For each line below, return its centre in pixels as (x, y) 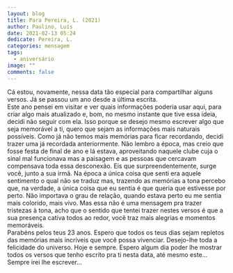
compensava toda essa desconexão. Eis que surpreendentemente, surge (112, 166)
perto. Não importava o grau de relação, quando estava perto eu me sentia (114, 195)
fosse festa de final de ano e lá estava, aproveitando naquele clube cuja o (113, 151)
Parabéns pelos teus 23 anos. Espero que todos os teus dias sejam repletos (116, 232)
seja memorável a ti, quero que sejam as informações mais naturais (104, 129)
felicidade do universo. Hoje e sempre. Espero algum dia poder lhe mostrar (115, 247)
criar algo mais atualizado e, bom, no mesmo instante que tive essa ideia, (112, 114)
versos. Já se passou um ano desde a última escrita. (82, 99)
